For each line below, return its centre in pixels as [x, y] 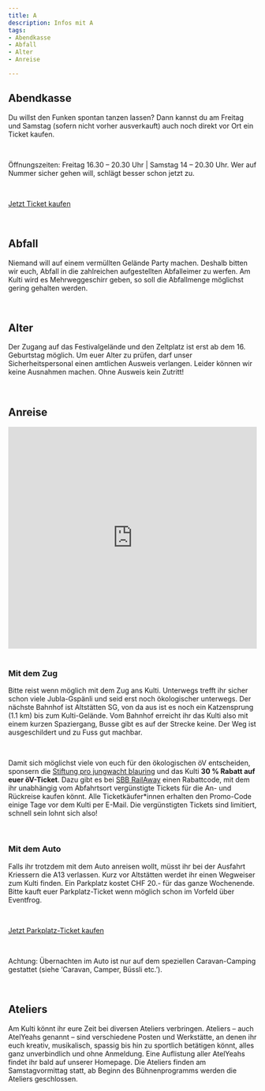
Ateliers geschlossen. [43, 1078]
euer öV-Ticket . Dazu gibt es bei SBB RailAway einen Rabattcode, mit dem [129, 780]
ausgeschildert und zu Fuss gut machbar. [76, 732]
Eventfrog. [25, 899]
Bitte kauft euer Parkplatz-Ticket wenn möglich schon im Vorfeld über [121, 891]
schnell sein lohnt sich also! [53, 813]
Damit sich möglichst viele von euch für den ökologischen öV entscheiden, [129, 763]
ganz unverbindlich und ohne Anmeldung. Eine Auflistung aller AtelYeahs [127, 1053]
